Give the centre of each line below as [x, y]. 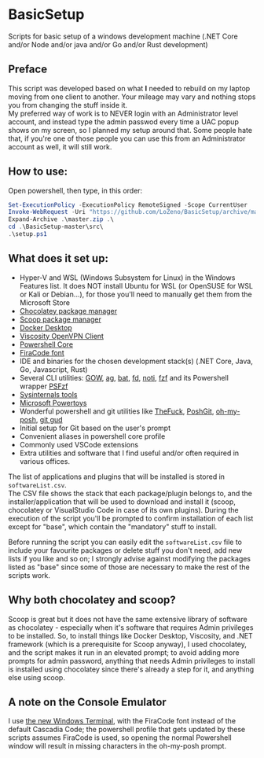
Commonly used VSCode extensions [79, 444]
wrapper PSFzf [44, 386]
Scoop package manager [60, 319]
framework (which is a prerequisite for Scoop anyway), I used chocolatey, [128, 644]
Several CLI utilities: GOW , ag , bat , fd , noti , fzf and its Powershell [124, 377]
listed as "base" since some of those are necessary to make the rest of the [129, 567]
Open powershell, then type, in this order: [75, 190]
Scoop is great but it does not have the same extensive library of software [128, 619]
